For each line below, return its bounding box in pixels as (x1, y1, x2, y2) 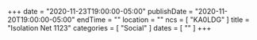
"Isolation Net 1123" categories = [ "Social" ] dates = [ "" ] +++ (7, 24, 212, 32)
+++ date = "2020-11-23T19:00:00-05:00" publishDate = (7, 7, 194, 16)
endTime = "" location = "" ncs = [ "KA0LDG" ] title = (76, 15, 250, 24)
